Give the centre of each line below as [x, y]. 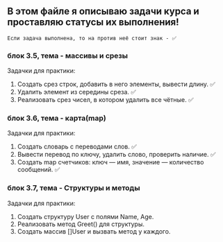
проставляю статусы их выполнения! [93, 23]
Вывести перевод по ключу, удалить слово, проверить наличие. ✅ [116, 155]
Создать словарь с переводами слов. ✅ [77, 147]
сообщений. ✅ [39, 170]
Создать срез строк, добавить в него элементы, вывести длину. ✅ [116, 84]
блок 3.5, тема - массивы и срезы [68, 55]
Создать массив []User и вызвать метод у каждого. [94, 231]
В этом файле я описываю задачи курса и [103, 11]
